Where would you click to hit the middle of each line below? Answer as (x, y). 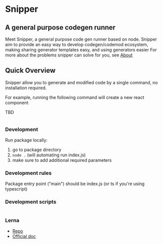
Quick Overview (30, 71)
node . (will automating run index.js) (49, 155)
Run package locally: (26, 140)
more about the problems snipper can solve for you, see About (69, 55)
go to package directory (37, 150)
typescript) (16, 189)
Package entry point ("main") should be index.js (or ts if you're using (75, 184)
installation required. (26, 88)
